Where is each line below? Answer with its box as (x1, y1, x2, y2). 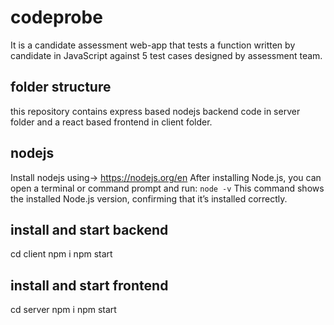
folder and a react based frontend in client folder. (10, 116, 213, 128)
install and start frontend (10, 277, 169, 294)
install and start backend (10, 221, 169, 238)
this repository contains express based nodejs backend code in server (10, 105, 301, 117)
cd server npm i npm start (10, 304, 117, 316)
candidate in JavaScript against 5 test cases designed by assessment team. (10, 49, 323, 61)
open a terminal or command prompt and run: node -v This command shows (10, 182, 325, 194)
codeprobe (10, 6, 103, 29)
